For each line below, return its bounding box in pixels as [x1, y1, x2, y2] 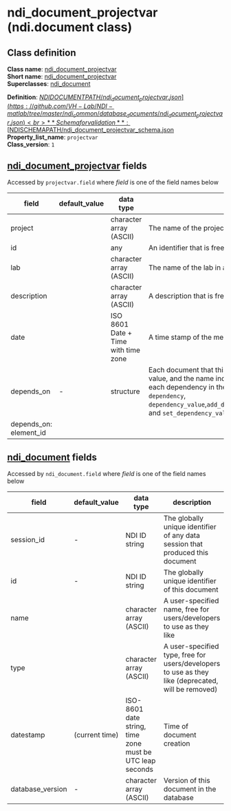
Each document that [148, 365, 214, 375]
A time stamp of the [148, 332, 212, 342]
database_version [10, 784, 67, 794]
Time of [164, 722, 189, 731]
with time [110, 345, 141, 355]
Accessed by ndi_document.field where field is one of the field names [7, 470, 206, 478]
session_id [10, 535, 45, 545]
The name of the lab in [148, 263, 221, 272]
